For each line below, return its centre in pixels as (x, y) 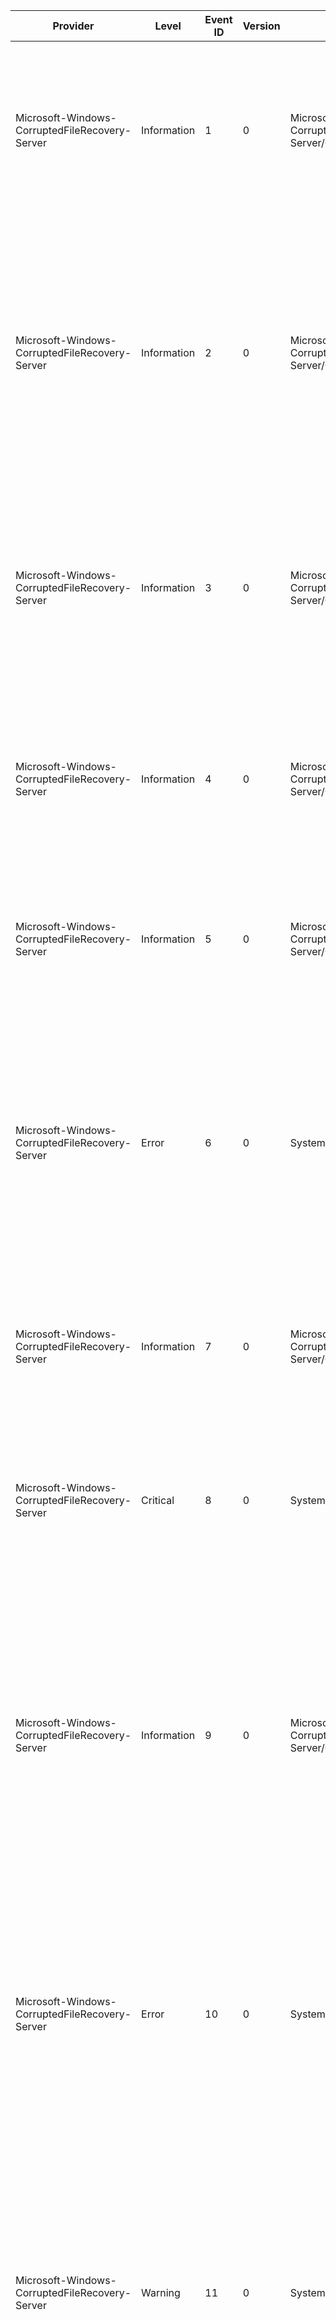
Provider (73, 26)
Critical (158, 1500)
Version (261, 26)
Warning (161, 2292)
